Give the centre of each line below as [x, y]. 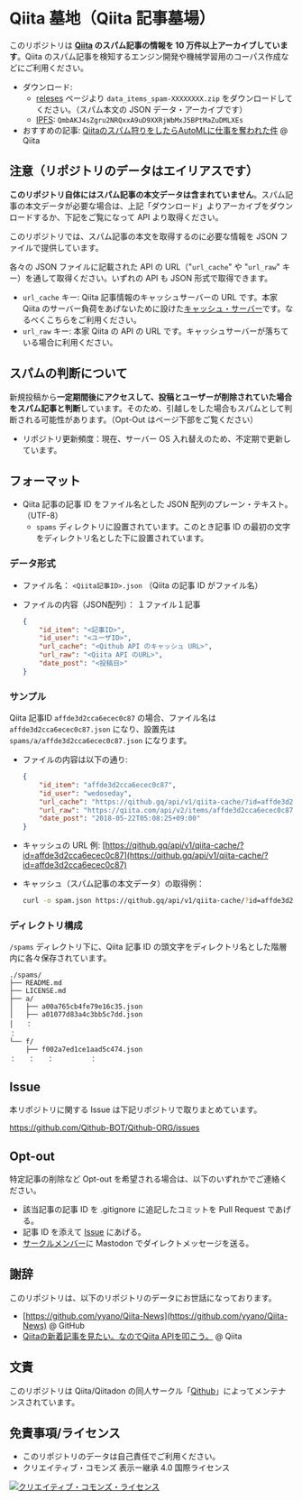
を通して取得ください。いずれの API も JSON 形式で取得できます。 [149, 278]
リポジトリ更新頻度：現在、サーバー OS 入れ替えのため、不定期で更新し [156, 438]
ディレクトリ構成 [46, 925]
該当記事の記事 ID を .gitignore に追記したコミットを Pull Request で [149, 1210]
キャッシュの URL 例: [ [64, 845]
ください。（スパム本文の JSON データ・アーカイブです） [142, 109]
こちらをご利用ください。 [94, 319]
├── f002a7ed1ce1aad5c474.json [84, 1050]
